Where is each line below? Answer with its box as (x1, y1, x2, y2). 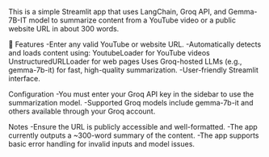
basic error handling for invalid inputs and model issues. (8, 139, 195, 148)
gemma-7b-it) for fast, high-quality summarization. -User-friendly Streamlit (8, 65, 258, 75)
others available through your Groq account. (8, 106, 156, 116)
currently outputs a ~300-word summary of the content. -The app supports (8, 130, 259, 140)
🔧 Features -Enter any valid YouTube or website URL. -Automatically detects (8, 39, 262, 49)
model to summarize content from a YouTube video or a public (28, 15, 237, 25)
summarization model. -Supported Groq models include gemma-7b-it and (8, 98, 254, 107)
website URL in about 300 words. (8, 24, 120, 33)
